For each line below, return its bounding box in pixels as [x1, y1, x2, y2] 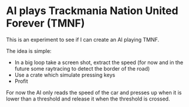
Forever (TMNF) [6, 16, 85, 30]
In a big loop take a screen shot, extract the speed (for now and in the [14, 59, 184, 66]
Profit [14, 78, 28, 85]
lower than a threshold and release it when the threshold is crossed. [6, 95, 170, 102]
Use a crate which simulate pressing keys [14, 71, 116, 78]
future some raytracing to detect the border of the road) [14, 65, 150, 72]
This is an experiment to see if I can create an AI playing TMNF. [6, 36, 160, 43]
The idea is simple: [6, 47, 52, 54]
